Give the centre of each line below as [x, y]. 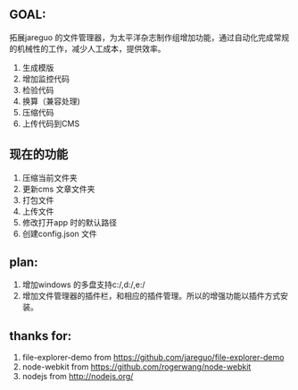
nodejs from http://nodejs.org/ [78, 377]
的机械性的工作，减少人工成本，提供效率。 [87, 48]
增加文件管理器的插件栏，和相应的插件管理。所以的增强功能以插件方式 [151, 296]
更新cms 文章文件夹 [58, 189]
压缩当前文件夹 [50, 177]
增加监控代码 [46, 79]
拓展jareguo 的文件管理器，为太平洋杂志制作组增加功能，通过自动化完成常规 [149, 37]
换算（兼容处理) [51, 101]
